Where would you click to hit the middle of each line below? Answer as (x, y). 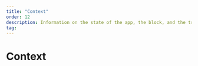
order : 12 (18, 17)
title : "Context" (27, 11)
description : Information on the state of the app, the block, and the (96, 22)
